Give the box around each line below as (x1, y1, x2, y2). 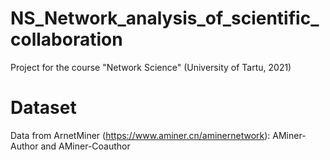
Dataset (10, 97, 77, 119)
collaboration (10, 28, 123, 51)
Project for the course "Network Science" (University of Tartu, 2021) (10, 61, 292, 73)
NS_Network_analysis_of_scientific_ (10, 7, 320, 30)
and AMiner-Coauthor (40, 140, 131, 152)
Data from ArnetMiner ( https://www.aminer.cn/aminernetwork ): (10, 129, 271, 141)
